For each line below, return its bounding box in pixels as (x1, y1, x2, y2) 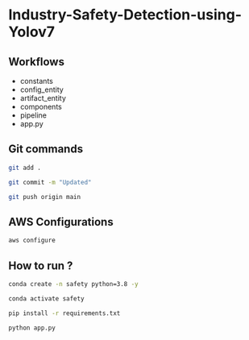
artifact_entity (19, 93, 67, 102)
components (19, 102, 62, 111)
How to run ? (8, 259, 73, 272)
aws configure (8, 236, 56, 245)
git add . (8, 164, 42, 172)
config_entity (19, 85, 64, 94)
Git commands (8, 143, 83, 156)
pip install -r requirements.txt (8, 309, 121, 317)
